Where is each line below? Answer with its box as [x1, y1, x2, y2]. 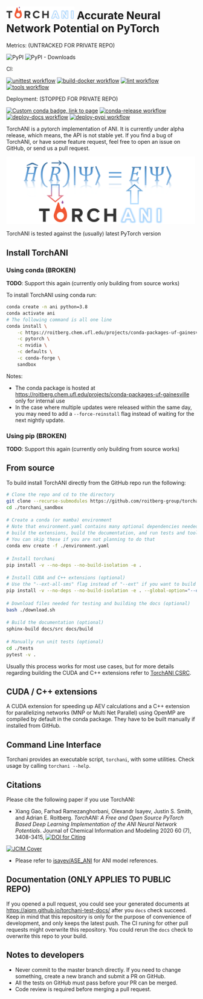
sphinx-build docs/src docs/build [6, 626, 94, 632]
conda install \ [6, 323, 47, 329]
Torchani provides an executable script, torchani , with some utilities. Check [6, 756, 195, 763]
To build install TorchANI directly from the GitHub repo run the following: [6, 479, 186, 486]
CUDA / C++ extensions [6, 686, 98, 697]
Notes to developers [6, 950, 85, 960]
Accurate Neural [76, 9, 161, 22]
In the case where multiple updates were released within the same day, [14, 404, 192, 411]
